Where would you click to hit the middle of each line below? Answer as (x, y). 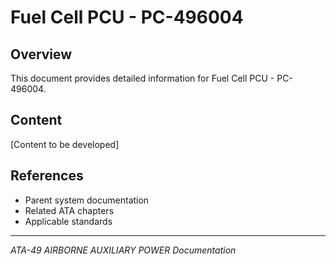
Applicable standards (68, 221)
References (47, 176)
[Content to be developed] (65, 144)
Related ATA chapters (69, 210)
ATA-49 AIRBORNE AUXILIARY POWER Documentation (123, 250)
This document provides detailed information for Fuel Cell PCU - (142, 78)
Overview (41, 54)
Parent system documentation (87, 200)
